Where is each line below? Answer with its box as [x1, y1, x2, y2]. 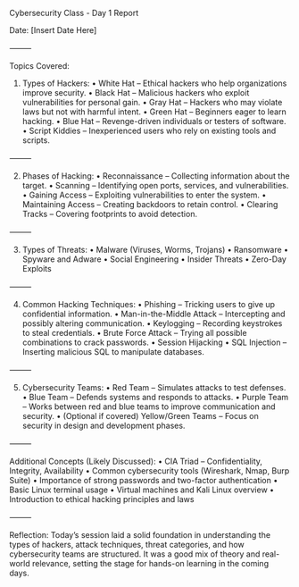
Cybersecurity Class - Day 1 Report [9, 8, 139, 18]
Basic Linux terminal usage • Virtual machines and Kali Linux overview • [9, 484, 275, 495]
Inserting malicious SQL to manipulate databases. [21, 347, 205, 356]
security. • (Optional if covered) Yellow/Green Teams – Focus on [21, 411, 259, 421]
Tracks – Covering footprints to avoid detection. [21, 209, 198, 219]
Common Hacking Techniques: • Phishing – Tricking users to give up [21, 299, 275, 309]
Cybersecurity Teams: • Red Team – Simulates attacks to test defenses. [21, 382, 287, 392]
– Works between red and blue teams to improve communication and [21, 401, 276, 412]
